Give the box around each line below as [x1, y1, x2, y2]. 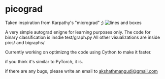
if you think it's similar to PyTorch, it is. [5, 58, 83, 64]
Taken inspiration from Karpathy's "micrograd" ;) [5, 20, 104, 26]
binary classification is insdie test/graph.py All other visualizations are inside [5, 34, 160, 40]
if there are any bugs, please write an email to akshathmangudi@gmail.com [5, 68, 158, 74]
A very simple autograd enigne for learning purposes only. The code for [5, 29, 151, 35]
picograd [5, 3, 43, 15]
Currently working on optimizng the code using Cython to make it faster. [5, 49, 152, 55]
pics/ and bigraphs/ [5, 39, 45, 45]
